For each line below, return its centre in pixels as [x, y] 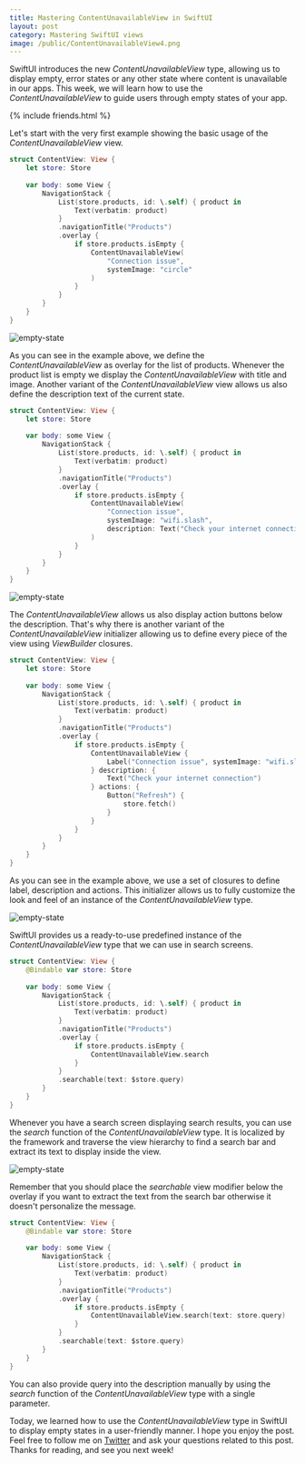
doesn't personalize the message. [73, 1206]
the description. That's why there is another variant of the [117, 625]
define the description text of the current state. [97, 394]
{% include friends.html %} [60, 115]
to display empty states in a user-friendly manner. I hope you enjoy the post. [152, 1430]
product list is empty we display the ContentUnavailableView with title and [148, 375]
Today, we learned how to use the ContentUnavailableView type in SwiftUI [148, 1420]
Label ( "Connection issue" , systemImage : [184, 762]
